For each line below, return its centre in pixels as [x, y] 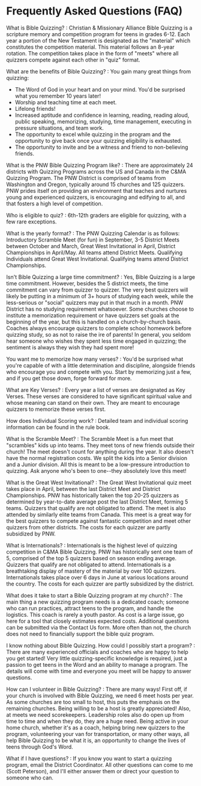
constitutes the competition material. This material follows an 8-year [91, 47]
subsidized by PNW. [31, 534]
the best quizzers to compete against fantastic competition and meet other [98, 521]
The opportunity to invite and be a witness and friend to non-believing [101, 147]
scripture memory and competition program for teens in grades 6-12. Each [98, 34]
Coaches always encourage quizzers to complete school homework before [99, 328]
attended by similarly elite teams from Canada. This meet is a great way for [99, 514]
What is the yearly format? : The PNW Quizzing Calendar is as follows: [93, 233]
